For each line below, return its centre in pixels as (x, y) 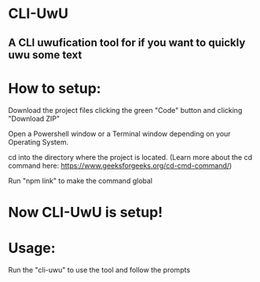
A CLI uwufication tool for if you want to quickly (127, 43)
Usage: (32, 248)
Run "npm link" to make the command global (81, 180)
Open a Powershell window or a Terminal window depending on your (119, 133)
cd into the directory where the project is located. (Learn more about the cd (130, 157)
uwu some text (45, 54)
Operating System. (38, 142)
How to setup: (55, 88)
